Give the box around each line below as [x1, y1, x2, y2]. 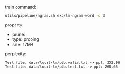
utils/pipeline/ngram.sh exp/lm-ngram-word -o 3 [5, 13, 105, 18]
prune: [12, 31, 26, 37]
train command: [5, 4, 36, 10]
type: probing [12, 36, 40, 42]
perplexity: [5, 50, 27, 57]
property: [5, 22, 24, 28]
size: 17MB [12, 41, 34, 47]
